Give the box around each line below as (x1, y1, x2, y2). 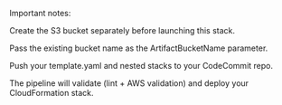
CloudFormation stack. (9, 88, 94, 98)
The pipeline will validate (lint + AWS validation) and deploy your (9, 78, 249, 89)
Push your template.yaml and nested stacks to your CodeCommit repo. (9, 61, 274, 71)
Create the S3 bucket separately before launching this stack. (9, 25, 236, 35)
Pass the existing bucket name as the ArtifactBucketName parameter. (9, 43, 268, 53)
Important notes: (9, 8, 71, 18)
